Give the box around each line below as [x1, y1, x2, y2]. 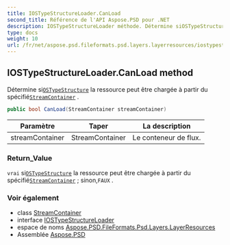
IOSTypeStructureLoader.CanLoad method [7, 67, 194, 79]
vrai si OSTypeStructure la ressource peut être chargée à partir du [7, 168, 191, 177]
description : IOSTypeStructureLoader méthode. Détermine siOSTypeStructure [7, 23, 228, 29]
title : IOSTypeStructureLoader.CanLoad [7, 10, 121, 17]
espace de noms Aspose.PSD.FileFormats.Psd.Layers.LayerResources [16, 223, 216, 231]
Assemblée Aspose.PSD [16, 231, 86, 239]
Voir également [7, 193, 60, 203]
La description [142, 121, 191, 131]
